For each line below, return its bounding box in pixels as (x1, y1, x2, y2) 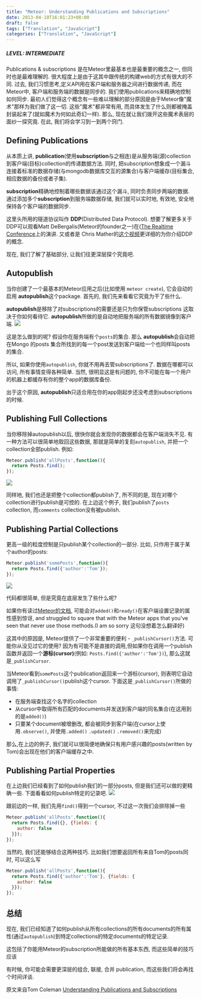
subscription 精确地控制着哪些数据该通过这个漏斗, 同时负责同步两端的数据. (6, 187, 190, 195)
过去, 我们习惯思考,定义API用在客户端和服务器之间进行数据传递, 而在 (14, 80, 182, 88)
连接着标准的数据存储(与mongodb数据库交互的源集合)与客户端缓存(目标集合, (6, 167, 194, 174)
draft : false (6, 20, 39, 26)
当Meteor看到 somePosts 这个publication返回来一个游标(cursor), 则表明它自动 (6, 670, 193, 677)
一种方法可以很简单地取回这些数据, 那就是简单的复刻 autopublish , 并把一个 (6, 438, 188, 445)
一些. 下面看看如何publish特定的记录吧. (11, 790, 108, 797)
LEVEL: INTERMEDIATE (6, 49, 65, 57)
